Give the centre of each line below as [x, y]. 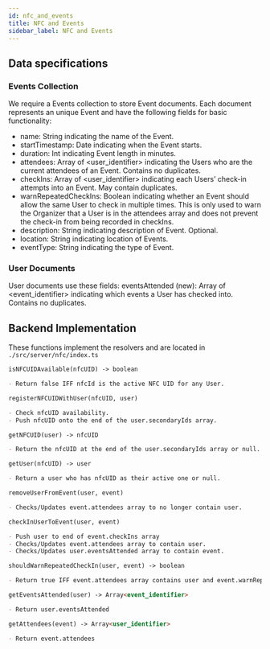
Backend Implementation [72, 328]
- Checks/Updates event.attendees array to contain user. [107, 544]
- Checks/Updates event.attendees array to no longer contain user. [125, 507]
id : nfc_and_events [41, 16]
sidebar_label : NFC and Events [61, 31]
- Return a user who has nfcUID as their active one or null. [115, 479]
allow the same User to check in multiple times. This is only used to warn [140, 205]
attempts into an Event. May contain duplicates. [99, 188]
